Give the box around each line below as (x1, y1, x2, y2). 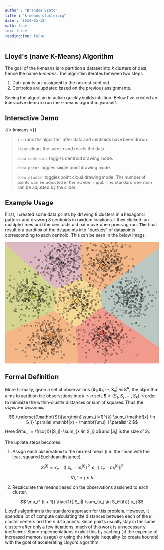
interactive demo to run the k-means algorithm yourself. (5, 100, 117, 105)
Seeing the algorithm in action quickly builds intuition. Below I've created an (5, 94, 158, 100)
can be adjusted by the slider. (17, 184, 77, 190)
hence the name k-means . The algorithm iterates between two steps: (5, 70, 144, 76)
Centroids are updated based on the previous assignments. (12, 85, 132, 91)
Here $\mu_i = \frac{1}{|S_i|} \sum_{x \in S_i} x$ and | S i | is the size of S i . (5, 428, 150, 435)
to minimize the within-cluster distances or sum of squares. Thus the (5, 399, 143, 405)
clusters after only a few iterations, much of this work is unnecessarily (5, 524, 146, 530)
